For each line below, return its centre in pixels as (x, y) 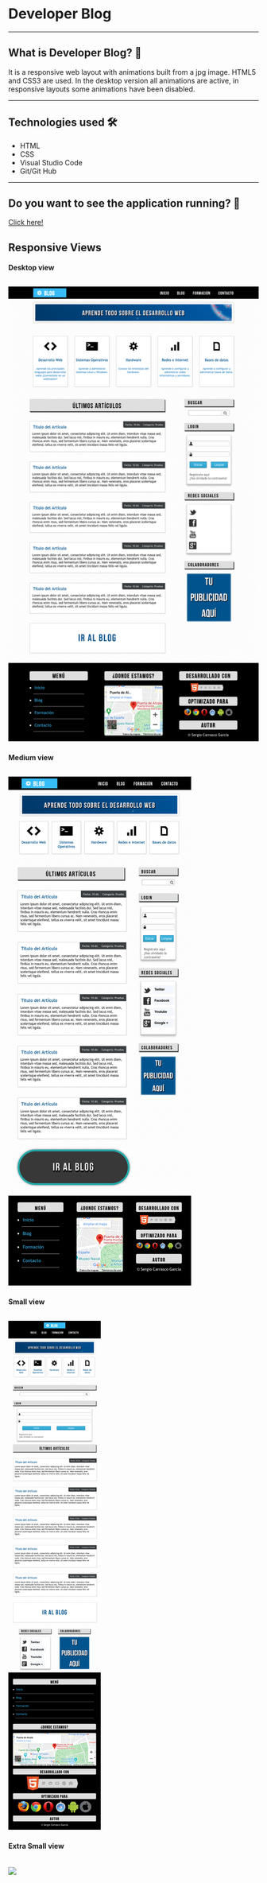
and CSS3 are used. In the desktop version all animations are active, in (124, 80)
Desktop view (31, 268)
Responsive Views (55, 247)
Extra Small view (37, 1846)
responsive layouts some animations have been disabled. (102, 89)
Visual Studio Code (51, 162)
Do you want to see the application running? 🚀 (124, 203)
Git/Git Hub (38, 171)
